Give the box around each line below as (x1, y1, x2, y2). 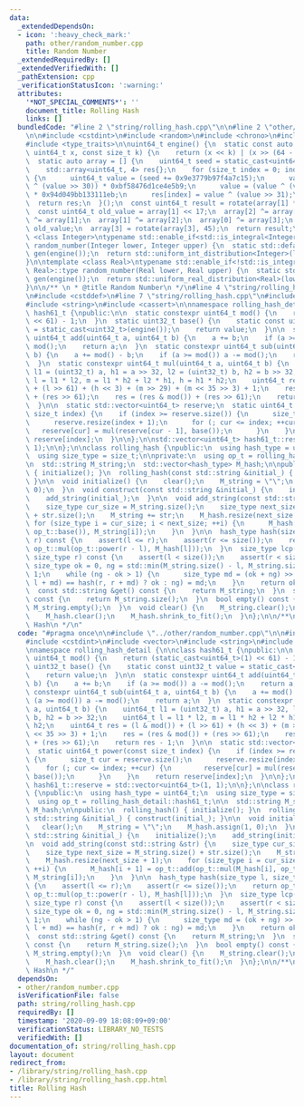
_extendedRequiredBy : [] (17, 55, 111, 64)
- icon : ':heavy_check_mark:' (17, 30, 131, 39)
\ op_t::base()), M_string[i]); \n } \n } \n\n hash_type (25, 528, 257, 537)
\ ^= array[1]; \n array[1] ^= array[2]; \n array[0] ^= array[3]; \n (25, 215, 294, 225)
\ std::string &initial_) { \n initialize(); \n (25, 830, 217, 840)
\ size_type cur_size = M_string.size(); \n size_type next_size (25, 502, 298, 511)
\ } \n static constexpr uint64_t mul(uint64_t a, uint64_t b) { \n (25, 359, 290, 368)
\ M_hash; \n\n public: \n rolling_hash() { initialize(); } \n (25, 806, 261, 815)
